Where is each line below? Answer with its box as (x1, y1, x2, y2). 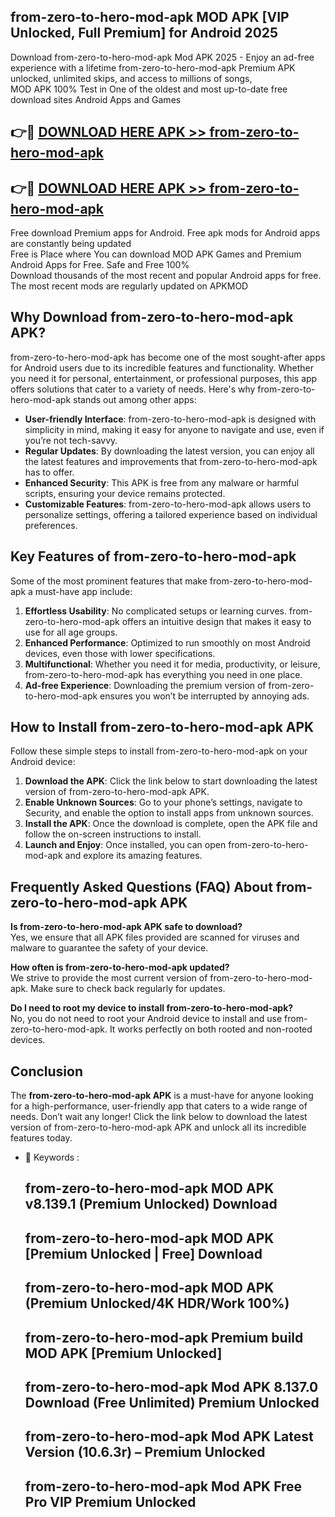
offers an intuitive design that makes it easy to (121, 615, 312, 627)
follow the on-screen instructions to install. (24, 828, 202, 840)
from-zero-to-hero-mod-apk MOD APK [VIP (10, 9, 290, 26)
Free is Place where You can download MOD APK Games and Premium (10, 248, 302, 260)
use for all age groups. (24, 626, 118, 638)
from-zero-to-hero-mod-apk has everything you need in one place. (24, 668, 303, 680)
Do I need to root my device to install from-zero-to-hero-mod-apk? (10, 1002, 294, 1014)
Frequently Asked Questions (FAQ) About (10, 878, 273, 895)
